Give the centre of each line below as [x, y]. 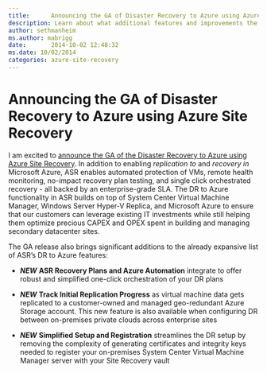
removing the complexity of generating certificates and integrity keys [133, 344]
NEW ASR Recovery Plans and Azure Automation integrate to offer [131, 270]
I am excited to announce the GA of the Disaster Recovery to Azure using [128, 155]
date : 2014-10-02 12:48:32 [64, 45]
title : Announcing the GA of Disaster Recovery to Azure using [124, 16]
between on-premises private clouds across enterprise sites [118, 320]
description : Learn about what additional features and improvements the [133, 23]
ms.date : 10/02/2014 [43, 52]
